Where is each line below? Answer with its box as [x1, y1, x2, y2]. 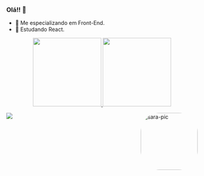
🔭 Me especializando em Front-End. [15, 19, 105, 27]
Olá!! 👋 [6, 5, 27, 14]
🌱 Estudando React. [15, 26, 65, 33]
